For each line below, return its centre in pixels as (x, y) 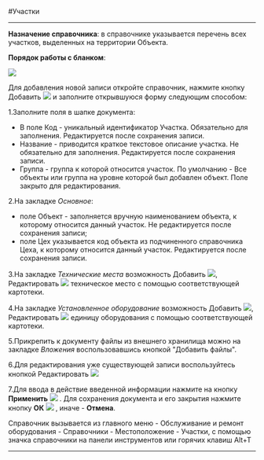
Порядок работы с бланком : (57, 57)
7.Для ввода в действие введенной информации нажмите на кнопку (123, 389)
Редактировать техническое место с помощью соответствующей (124, 283)
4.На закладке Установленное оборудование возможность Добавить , (131, 308)
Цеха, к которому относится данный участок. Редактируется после (133, 250)
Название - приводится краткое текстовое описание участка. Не (129, 144)
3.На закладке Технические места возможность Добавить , (113, 274)
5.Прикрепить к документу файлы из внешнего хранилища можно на (125, 341)
